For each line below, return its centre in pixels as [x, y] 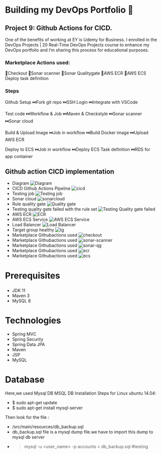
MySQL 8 [21, 301]
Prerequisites [33, 276]
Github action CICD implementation [60, 171]
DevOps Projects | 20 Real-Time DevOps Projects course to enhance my [77, 45]
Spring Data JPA [28, 344]
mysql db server [28, 437]
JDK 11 [19, 290]
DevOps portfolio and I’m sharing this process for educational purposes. [77, 50]
